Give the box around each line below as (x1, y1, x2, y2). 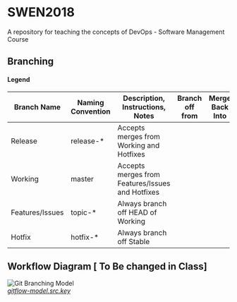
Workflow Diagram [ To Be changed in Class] (7, 260, 207, 272)
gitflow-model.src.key (7, 286, 71, 295)
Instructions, (122, 102, 166, 111)
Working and (117, 140, 160, 150)
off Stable (117, 236, 150, 246)
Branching (7, 56, 54, 68)
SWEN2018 (7, 4, 75, 20)
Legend (7, 75, 30, 83)
